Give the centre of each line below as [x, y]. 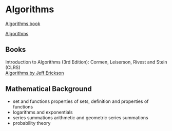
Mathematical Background [49, 89]
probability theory [32, 123]
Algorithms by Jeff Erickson [35, 73]
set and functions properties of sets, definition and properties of [81, 101]
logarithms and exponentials [43, 112]
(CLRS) [13, 67]
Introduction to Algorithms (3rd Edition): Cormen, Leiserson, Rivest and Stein [86, 62]
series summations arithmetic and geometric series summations [80, 117]
